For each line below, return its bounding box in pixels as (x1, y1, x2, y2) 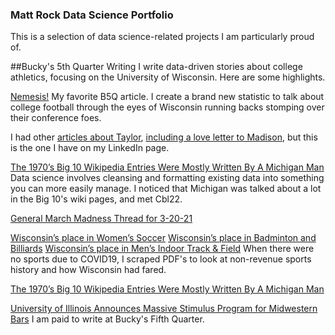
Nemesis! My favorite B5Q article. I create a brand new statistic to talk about (10, 91, 325, 103)
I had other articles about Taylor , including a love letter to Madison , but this (10, 131, 318, 143)
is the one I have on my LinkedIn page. (10, 142, 170, 154)
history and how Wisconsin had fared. (10, 264, 167, 276)
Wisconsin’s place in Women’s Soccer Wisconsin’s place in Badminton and (10, 232, 317, 244)
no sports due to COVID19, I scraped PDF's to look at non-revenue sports (10, 253, 312, 265)
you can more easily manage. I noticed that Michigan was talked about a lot (10, 183, 322, 195)
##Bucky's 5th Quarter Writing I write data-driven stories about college (10, 61, 303, 73)
